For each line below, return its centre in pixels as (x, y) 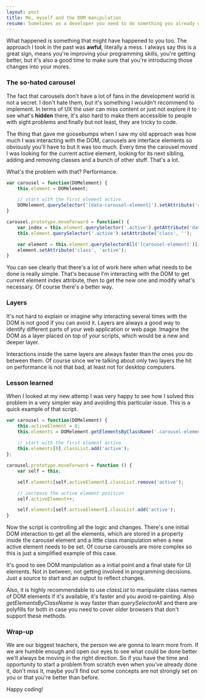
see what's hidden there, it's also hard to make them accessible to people (99, 115)
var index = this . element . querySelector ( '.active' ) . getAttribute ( (103, 227)
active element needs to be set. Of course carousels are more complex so (99, 547)
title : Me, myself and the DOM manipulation (64, 18)
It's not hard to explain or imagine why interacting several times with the (97, 316)
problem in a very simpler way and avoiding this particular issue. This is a (99, 402)
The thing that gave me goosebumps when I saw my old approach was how (101, 134)
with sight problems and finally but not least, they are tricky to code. (92, 122)
